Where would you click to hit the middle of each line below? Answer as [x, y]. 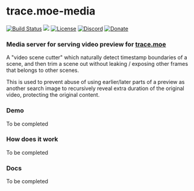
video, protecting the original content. [53, 95]
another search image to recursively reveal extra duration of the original [95, 88]
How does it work [32, 139]
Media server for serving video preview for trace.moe [86, 44]
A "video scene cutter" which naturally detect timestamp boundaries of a [97, 57]
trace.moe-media [51, 11]
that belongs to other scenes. [43, 70]
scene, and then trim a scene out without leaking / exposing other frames [97, 64]
